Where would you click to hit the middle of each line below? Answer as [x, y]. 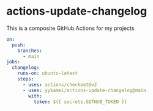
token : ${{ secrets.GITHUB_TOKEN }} [80, 102]
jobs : [13, 62]
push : [19, 45]
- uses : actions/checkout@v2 [60, 84]
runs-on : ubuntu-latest [48, 73]
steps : [26, 79]
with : [35, 96]
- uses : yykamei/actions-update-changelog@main [84, 90]
